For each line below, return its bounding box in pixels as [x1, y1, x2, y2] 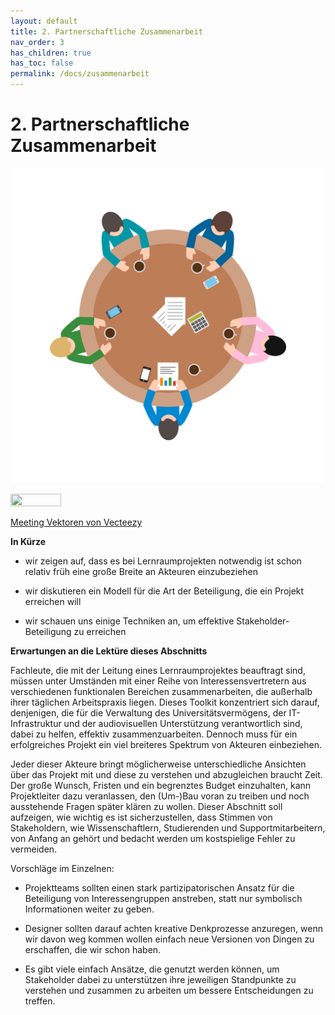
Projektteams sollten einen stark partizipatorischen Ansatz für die [24, 881, 295, 894]
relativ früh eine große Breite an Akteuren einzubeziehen [24, 565, 258, 577]
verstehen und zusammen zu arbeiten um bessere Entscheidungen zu [24, 984, 314, 996]
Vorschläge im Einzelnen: [10, 862, 115, 874]
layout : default [10, 16, 78, 26]
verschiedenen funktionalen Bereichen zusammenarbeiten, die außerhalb [10, 685, 313, 697]
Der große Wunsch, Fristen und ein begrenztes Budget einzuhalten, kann [10, 779, 312, 791]
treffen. [24, 995, 56, 1007]
